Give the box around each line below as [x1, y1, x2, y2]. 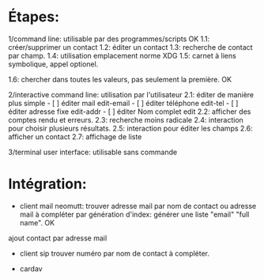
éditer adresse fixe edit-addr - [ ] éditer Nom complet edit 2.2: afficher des [8, 107, 251, 116]
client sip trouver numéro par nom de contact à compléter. [19, 248, 210, 258]
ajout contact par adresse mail [8, 233, 107, 243]
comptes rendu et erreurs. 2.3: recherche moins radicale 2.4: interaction [8, 115, 243, 124]
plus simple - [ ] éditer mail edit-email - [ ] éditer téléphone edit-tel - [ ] [8, 98, 239, 108]
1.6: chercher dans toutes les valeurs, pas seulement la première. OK [8, 74, 232, 84]
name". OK [19, 218, 55, 227]
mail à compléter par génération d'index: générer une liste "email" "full [19, 210, 250, 219]
